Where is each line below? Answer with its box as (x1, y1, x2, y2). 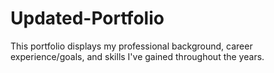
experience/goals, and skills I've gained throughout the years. (10, 50, 265, 62)
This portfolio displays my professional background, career (10, 40, 253, 52)
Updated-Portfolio (10, 7, 165, 30)
